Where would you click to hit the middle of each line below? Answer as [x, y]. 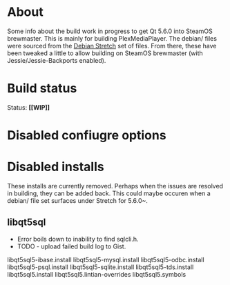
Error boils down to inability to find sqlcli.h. [78, 239]
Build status [42, 89]
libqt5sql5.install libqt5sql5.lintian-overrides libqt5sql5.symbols [97, 274]
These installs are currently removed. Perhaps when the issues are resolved [115, 186]
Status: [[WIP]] [29, 107]
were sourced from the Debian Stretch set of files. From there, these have [112, 46]
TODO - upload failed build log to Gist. [71, 246]
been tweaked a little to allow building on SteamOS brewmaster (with [105, 53]
